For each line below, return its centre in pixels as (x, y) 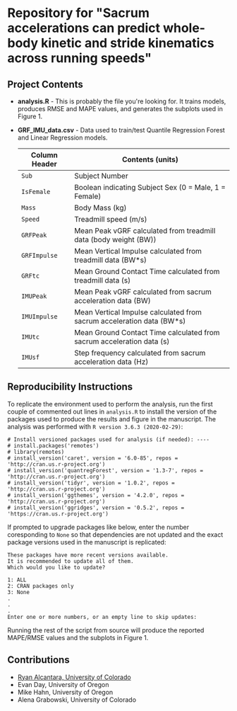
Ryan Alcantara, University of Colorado (74, 677)
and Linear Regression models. (62, 137)
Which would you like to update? (56, 567)
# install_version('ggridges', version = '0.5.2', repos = (96, 508)
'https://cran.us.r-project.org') (58, 514)
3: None (19, 592)
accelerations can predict (84, 28)
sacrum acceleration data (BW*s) (130, 321)
